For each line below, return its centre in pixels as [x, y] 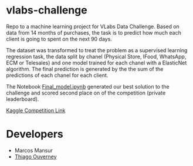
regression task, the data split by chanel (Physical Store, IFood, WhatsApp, [96, 56]
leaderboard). [23, 99]
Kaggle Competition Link [36, 110]
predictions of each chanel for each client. [57, 75]
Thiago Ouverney [35, 157]
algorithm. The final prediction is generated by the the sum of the [85, 69]
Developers [35, 134]
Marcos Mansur [33, 150]
